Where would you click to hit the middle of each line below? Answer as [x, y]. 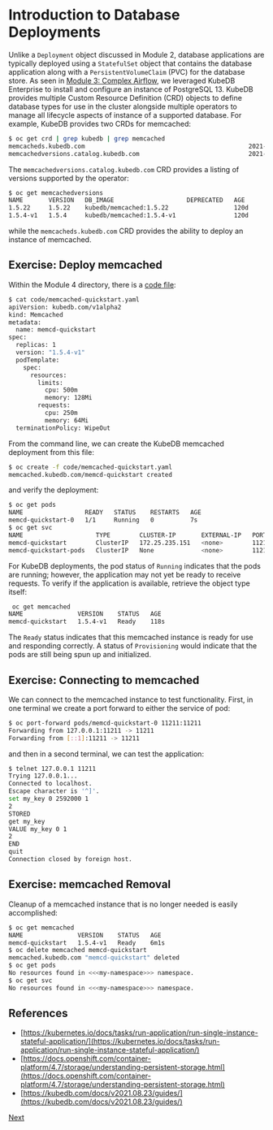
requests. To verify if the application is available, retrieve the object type [129, 583]
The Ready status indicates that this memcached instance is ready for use [131, 637]
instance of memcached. [50, 240]
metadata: [25, 323]
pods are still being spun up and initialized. [80, 655]
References [38, 1013]
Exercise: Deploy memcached [85, 265]
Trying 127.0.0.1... [43, 776]
